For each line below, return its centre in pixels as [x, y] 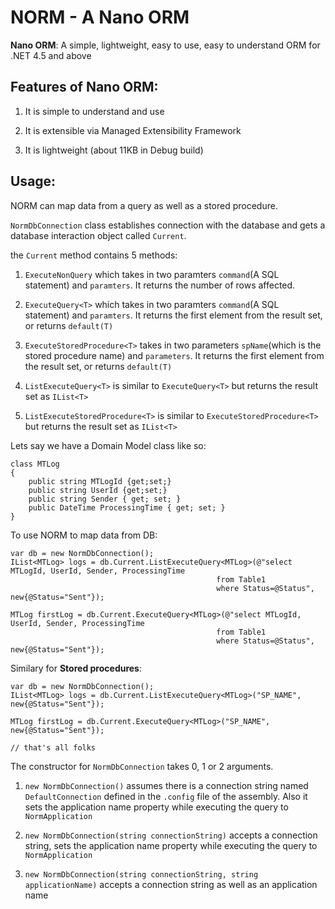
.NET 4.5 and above [51, 55]
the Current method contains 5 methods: [94, 255]
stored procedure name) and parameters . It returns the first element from [174, 355]
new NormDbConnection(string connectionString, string [141, 874]
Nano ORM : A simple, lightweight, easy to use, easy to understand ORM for [165, 45]
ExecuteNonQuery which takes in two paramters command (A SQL [152, 274]
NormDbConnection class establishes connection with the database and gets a [168, 225]
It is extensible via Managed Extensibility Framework [133, 130]
